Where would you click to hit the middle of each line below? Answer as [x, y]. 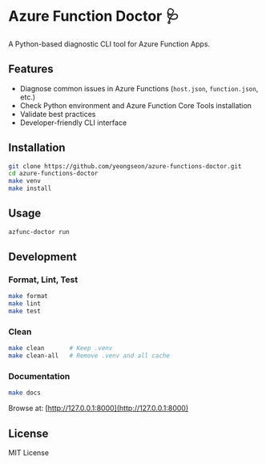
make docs [25, 393]
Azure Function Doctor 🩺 [94, 16]
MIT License [29, 453]
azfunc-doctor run [39, 232]
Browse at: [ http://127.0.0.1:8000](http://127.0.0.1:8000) [99, 408]
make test [25, 311]
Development [43, 257]
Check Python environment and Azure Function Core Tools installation [136, 105]
